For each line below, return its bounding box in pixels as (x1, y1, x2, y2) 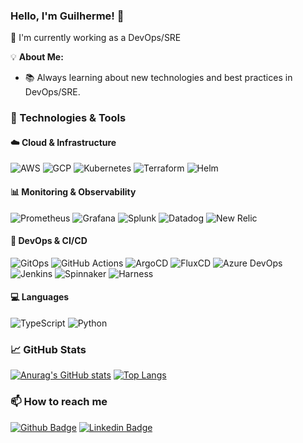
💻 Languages (10, 291, 70, 303)
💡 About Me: (10, 51, 64, 63)
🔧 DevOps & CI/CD (10, 235, 88, 247)
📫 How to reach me (10, 395, 108, 409)
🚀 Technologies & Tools (10, 111, 127, 125)
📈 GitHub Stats (10, 342, 87, 356)
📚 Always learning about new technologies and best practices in (24, 72, 293, 84)
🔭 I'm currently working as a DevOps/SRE (10, 32, 182, 44)
